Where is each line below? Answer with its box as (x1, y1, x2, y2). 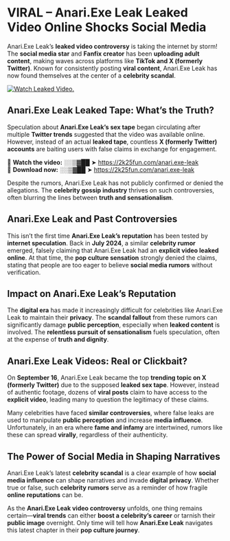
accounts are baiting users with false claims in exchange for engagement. (7, 144, 218, 153)
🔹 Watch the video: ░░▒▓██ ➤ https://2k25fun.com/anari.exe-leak (7, 158, 199, 166)
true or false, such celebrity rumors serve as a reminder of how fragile (7, 483, 208, 492)
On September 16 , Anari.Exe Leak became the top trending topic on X (7, 373, 207, 382)
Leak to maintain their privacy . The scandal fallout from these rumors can (7, 313, 218, 322)
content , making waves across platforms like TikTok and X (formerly (7, 56, 203, 65)
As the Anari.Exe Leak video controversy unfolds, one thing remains (7, 504, 203, 512)
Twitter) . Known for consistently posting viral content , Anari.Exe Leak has (7, 64, 218, 72)
